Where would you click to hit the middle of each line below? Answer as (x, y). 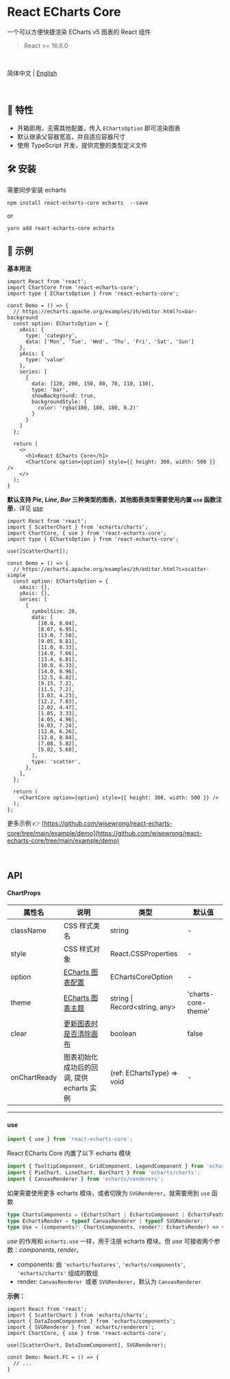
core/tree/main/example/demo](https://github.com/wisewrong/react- (104, 833)
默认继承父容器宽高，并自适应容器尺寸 (71, 136)
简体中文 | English (32, 73)
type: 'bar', (50, 390)
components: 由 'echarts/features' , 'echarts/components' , (101, 1264)
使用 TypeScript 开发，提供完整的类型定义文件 (82, 145)
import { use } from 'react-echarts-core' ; (70, 1139)
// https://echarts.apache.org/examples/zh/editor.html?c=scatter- (112, 570)
